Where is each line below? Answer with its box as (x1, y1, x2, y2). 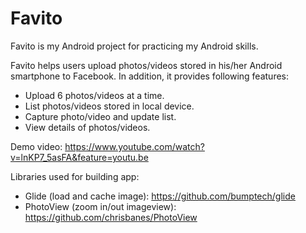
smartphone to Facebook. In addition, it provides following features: (10, 70, 290, 82)
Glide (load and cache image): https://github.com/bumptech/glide (24, 190, 296, 202)
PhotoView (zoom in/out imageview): (24, 200, 177, 212)
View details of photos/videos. (24, 121, 151, 133)
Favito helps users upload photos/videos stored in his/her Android (10, 59, 283, 71)
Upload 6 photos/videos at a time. (24, 89, 165, 101)
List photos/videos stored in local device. (24, 100, 195, 112)
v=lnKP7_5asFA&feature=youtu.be (10, 151, 149, 163)
